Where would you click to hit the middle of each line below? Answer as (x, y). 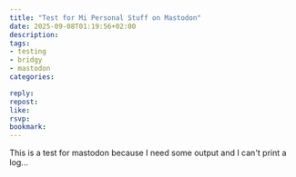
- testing (28, 52)
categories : (32, 77)
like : (20, 110)
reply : (22, 93)
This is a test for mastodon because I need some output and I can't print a (148, 153)
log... (19, 162)
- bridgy (26, 60)
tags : (20, 43)
